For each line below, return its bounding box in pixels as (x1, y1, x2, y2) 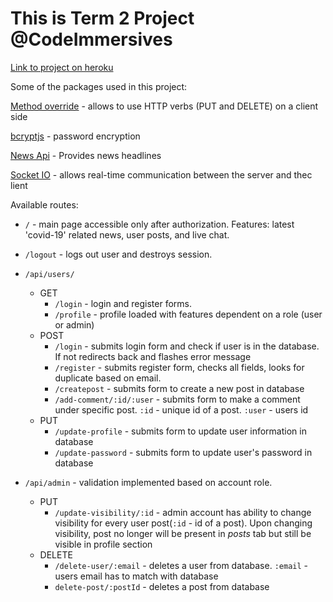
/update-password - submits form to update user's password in (54, 446, 313, 458)
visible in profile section (54, 538, 153, 550)
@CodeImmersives (10, 28, 173, 51)
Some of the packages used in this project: (10, 80, 188, 92)
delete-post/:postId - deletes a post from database (54, 580, 270, 592)
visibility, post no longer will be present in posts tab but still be (54, 527, 312, 539)
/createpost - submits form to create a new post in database (54, 382, 305, 394)
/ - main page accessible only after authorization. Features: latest (24, 218, 295, 230)
